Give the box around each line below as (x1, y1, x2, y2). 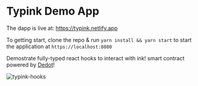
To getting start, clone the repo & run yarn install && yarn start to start (6, 36, 192, 43)
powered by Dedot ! (6, 61, 55, 68)
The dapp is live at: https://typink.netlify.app (6, 24, 118, 32)
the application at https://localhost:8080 (6, 43, 112, 50)
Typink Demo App (6, 4, 99, 18)
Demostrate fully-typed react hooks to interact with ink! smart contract (6, 54, 185, 62)
